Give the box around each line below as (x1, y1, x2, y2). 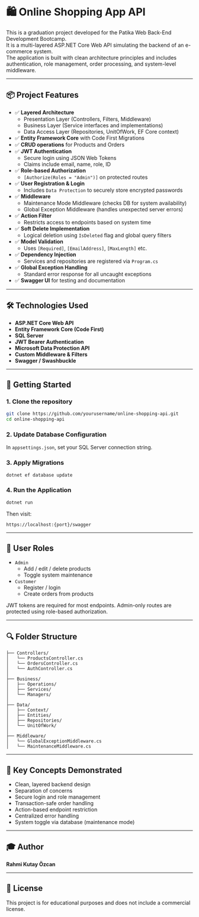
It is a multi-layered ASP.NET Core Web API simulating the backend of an (6, 41, 184, 49)
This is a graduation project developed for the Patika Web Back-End (6, 28, 172, 36)
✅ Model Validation (14, 238, 64, 245)
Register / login (23, 584, 61, 591)
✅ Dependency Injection (14, 250, 76, 258)
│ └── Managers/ (6, 691, 52, 698)
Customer (14, 579, 37, 585)
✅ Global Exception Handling (14, 263, 88, 271)
